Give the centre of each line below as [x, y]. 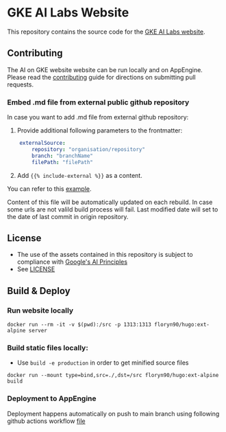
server [38, 331]
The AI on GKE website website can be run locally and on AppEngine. [105, 69]
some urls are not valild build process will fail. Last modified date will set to [113, 209]
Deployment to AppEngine [52, 398]
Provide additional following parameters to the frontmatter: [100, 130]
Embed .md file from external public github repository [98, 102]
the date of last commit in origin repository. [68, 216]
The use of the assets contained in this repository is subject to [105, 255]
